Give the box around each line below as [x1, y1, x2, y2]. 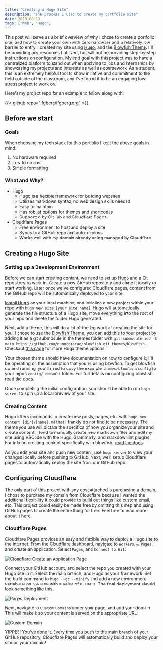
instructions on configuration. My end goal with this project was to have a [5, 55, 152, 61]
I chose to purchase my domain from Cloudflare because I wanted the [5, 492, 145, 498]
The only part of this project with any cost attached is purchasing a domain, [5, 487, 157, 493]
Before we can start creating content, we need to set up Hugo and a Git [5, 275, 148, 281]
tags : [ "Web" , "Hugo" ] [5, 21, 51, 26]
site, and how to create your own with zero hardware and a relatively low [5, 40, 151, 45]
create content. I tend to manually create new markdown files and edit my [5, 430, 153, 435]
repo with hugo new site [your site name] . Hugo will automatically [5, 305, 140, 311]
